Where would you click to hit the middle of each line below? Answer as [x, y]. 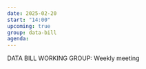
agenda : [18, 39]
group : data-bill [32, 32]
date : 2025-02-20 [32, 13]
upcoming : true [29, 26]
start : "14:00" [29, 20]
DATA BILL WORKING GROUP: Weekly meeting [73, 58]
